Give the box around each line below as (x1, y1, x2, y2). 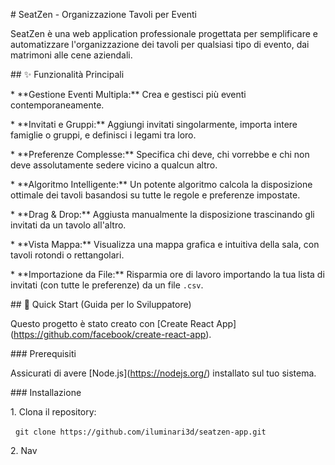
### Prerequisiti (10, 348, 77, 359)
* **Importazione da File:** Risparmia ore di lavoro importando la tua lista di (10, 269, 325, 280)
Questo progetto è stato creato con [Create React (10, 318, 215, 329)
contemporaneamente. (10, 99, 105, 111)
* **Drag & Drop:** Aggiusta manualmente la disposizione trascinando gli (10, 209, 315, 220)
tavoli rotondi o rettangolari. (10, 249, 125, 261)
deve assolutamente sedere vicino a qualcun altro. (10, 159, 218, 171)
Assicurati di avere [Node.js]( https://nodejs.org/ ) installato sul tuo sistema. (10, 367, 317, 379)
